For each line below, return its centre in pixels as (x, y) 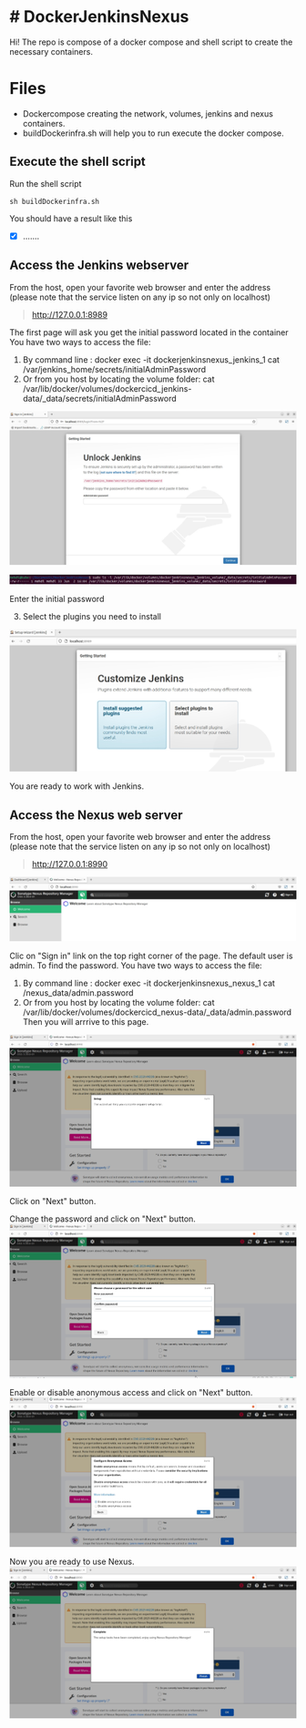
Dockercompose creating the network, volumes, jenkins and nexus (148, 113)
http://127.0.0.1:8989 (69, 314)
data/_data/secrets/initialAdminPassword (100, 398)
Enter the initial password (57, 599)
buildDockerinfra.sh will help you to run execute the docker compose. (153, 133)
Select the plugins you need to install (92, 617)
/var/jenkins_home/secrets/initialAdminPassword (114, 369)
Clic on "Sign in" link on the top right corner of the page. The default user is (151, 956)
